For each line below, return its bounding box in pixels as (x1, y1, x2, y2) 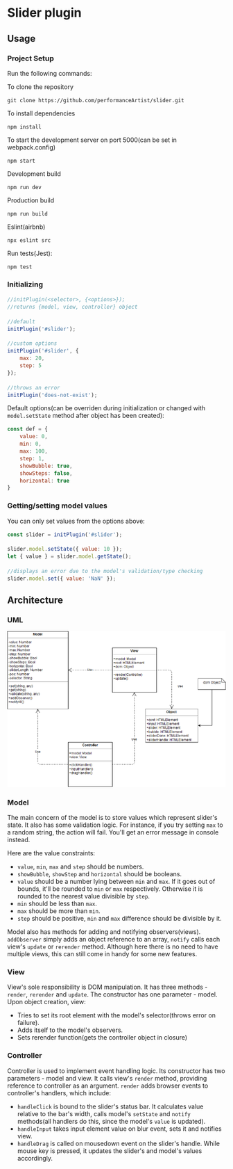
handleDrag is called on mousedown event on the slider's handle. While (17, 1139, 221, 1147)
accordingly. (17, 1154, 53, 1162)
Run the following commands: (7, 69, 92, 77)
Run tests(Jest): (7, 249, 53, 257)
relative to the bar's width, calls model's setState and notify (17, 1109, 191, 1118)
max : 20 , (19, 355, 45, 362)
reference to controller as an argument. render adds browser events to (7, 1081, 209, 1090)
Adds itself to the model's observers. (17, 1026, 123, 1034)
